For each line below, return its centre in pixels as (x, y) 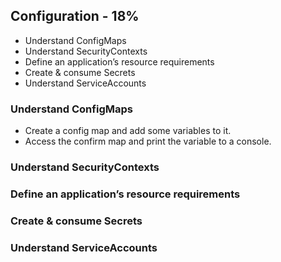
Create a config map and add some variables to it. (128, 131)
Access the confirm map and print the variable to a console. (148, 141)
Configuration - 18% (75, 16)
